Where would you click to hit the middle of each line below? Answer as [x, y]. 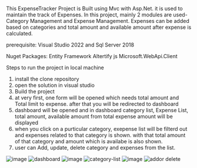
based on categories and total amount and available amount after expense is [99, 27]
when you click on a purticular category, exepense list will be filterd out [101, 129]
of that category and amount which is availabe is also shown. [89, 141]
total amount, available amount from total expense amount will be [94, 116]
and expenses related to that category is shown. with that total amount [100, 135]
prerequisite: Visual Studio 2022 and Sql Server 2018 [70, 45]
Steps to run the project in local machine [55, 68]
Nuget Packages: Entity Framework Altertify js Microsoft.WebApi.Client [92, 56]
